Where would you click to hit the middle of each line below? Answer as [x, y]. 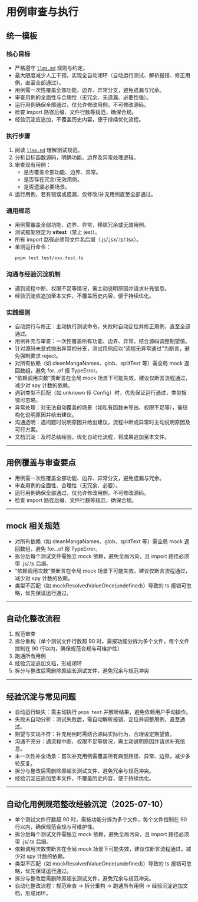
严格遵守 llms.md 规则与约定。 [51, 68]
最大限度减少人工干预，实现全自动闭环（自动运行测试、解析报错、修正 [100, 75]
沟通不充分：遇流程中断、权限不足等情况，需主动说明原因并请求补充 [97, 741]
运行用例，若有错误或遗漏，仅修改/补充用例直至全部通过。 [85, 194]
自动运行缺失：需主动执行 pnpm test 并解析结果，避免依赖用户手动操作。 [103, 712]
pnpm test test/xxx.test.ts [49, 258]
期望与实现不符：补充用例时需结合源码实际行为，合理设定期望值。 [95, 734]
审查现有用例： [33, 165]
